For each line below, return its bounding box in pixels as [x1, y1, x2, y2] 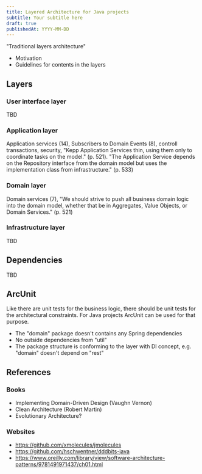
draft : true [6, 20, 37, 26]
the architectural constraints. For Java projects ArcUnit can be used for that [6, 312, 196, 319]
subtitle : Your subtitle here [6, 15, 83, 21]
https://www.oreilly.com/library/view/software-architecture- [15, 454, 165, 462]
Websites [6, 428, 35, 436]
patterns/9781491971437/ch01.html [15, 461, 103, 468]
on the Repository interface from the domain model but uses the [6, 159, 167, 167]
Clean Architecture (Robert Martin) [15, 406, 102, 413]
